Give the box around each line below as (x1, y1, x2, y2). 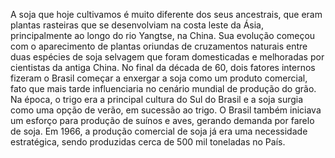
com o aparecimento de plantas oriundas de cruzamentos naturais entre (10, 40, 308, 52)
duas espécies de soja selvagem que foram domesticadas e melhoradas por (10, 51, 325, 63)
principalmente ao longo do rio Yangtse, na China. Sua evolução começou (10, 30, 316, 41)
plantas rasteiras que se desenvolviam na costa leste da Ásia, (10, 19, 264, 31)
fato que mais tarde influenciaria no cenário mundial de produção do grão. (10, 83, 317, 94)
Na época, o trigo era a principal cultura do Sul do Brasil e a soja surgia (10, 94, 304, 105)
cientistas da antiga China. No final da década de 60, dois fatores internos (10, 62, 316, 73)
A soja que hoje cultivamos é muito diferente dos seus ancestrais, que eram (10, 9, 323, 20)
